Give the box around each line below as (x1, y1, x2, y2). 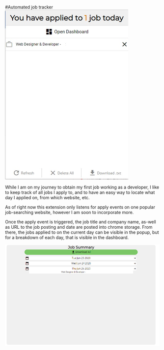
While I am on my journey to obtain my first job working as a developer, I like (5, 184, 160, 190)
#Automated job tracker (5, 4, 53, 10)
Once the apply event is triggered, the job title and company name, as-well (5, 219, 156, 225)
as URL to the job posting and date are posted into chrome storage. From (5, 224, 153, 230)
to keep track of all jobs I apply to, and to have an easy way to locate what (5, 189, 155, 195)
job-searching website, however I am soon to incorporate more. (5, 210, 134, 215)
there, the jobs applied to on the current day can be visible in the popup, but (5, 229, 159, 235)
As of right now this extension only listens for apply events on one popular (5, 204, 156, 210)
